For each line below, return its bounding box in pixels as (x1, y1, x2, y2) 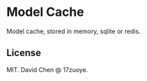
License (6, 47, 41, 59)
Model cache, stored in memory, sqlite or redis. (6, 27, 141, 35)
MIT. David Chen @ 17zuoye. (6, 65, 88, 73)
